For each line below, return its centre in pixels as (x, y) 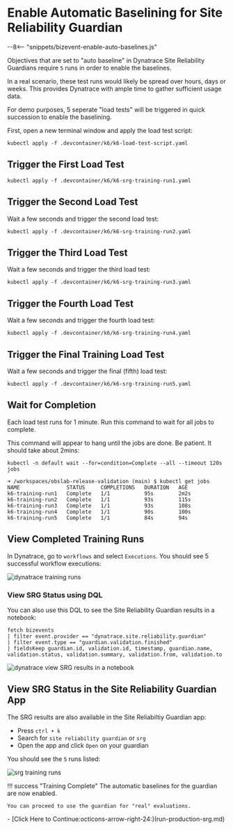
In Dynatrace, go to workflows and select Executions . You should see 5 (108, 556)
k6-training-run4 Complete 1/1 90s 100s (99, 512)
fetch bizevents (31, 630)
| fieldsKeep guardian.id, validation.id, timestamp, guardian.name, (110, 648)
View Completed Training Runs (76, 539)
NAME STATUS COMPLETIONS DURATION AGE (98, 487)
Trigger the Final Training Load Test (86, 354)
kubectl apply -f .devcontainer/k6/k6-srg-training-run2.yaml (99, 231)
